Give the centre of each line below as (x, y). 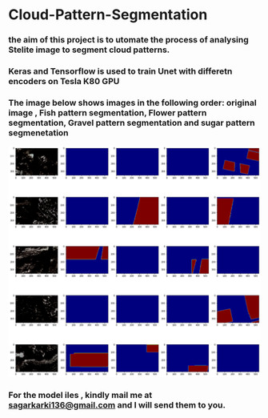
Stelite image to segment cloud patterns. (89, 50)
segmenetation (39, 132)
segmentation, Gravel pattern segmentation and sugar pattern (132, 123)
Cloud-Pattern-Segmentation (108, 15)
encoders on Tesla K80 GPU (64, 82)
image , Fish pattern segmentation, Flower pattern (108, 112)
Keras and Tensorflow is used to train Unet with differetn (120, 71)
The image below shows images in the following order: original (133, 102)
